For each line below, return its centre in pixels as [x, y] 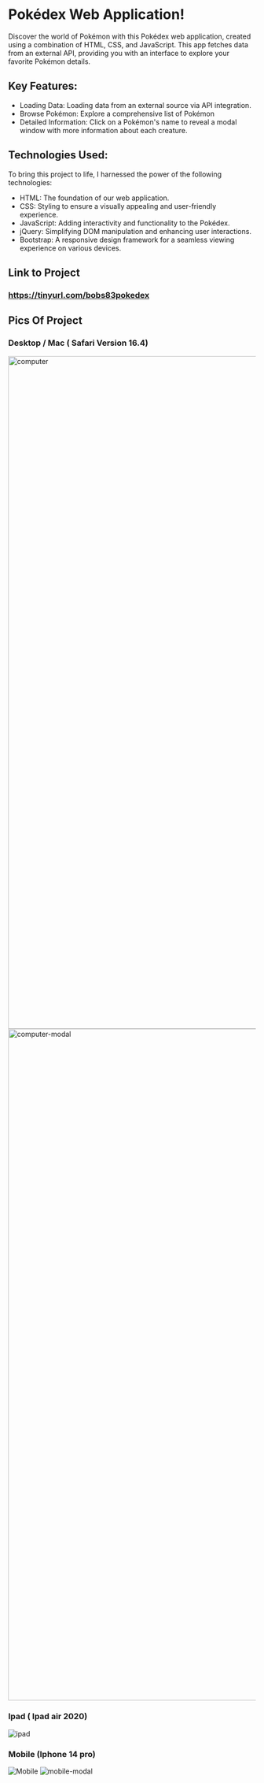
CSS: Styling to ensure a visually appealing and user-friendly [118, 206]
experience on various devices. [70, 248]
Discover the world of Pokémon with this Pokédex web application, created [130, 36]
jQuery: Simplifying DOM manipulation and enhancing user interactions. [135, 231]
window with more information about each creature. [103, 130]
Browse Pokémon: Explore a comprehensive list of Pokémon [117, 113]
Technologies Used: [58, 155]
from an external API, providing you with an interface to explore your [119, 53]
